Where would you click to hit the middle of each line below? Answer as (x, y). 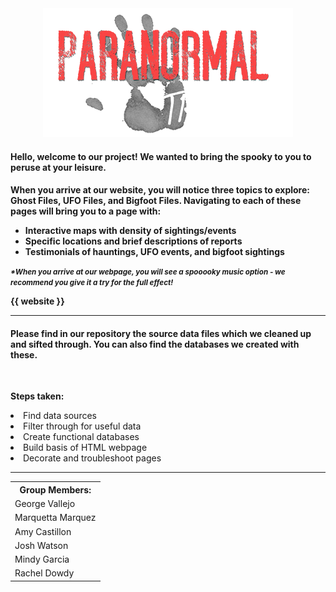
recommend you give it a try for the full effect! (92, 283)
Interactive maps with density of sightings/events (130, 231)
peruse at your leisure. (58, 167)
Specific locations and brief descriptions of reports (133, 241)
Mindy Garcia (42, 559)
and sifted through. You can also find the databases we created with (155, 344)
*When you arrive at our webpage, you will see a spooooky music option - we (148, 272)
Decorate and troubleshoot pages (92, 458)
